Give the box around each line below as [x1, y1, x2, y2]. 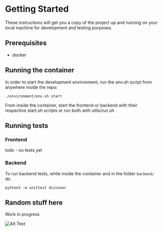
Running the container [5, 66, 75, 74]
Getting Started [5, 3, 69, 15]
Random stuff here [5, 198, 63, 207]
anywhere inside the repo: [5, 84, 58, 90]
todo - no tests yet [5, 147, 42, 153]
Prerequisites [5, 39, 47, 47]
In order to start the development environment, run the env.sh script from [5, 79, 152, 85]
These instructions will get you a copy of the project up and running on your [5, 20, 158, 25]
